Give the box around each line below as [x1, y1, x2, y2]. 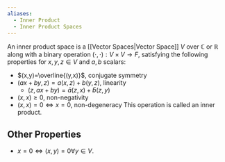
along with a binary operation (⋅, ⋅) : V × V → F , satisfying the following [7, 50, 208, 59]
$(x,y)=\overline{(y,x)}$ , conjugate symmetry [17, 71, 147, 80]
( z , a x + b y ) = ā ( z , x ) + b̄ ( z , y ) [27, 86, 110, 95]
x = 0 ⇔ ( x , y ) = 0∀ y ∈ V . [17, 147, 94, 155]
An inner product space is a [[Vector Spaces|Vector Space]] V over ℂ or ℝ [7, 42, 219, 51]
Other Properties [7, 128, 81, 140]
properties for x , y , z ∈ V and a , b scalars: [7, 58, 126, 66]
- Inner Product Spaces [13, 23, 82, 30]
